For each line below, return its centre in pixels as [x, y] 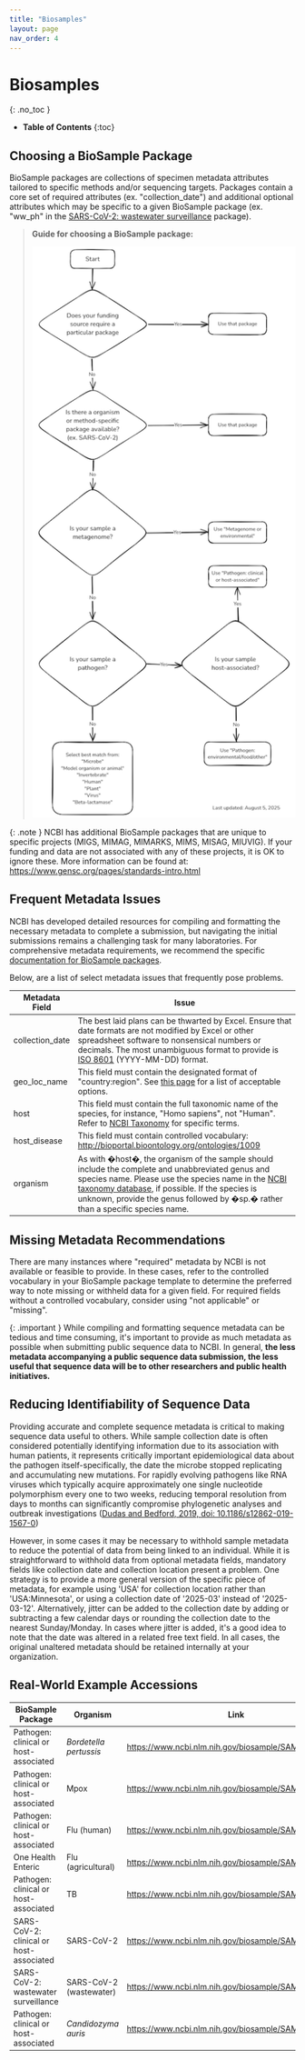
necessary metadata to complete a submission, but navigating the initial [143, 931]
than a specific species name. [133, 1208]
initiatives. [30, 1375]
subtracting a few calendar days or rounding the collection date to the [140, 1617]
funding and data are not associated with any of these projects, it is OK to [147, 852]
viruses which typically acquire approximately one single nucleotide [136, 1484]
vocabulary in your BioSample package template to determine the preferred [151, 1281]
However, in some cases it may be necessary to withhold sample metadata [149, 1540]
